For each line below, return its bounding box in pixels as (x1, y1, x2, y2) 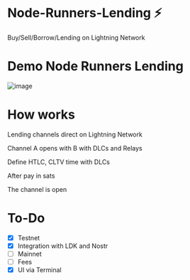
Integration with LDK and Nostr (17, 242, 108, 250)
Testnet (17, 233, 40, 242)
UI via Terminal (17, 266, 62, 274)
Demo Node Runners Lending (7, 58, 184, 75)
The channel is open (7, 185, 67, 193)
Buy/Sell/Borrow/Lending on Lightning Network (7, 33, 145, 42)
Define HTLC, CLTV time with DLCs (7, 157, 111, 166)
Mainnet (17, 249, 42, 258)
